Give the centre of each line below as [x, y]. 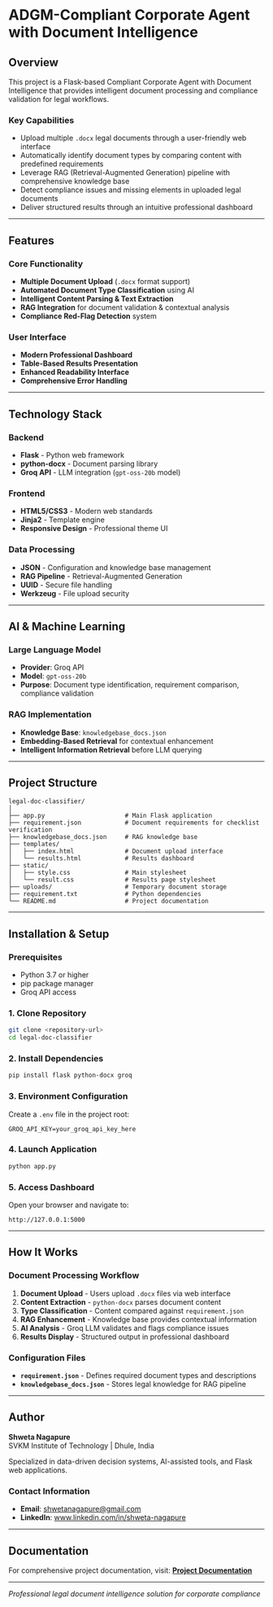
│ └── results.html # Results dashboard [102, 858]
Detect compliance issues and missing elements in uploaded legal [130, 190]
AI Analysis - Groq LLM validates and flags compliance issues [124, 1328]
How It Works [43, 1252]
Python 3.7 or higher [54, 975]
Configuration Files [47, 1358]
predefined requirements [62, 164]
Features [31, 241]
